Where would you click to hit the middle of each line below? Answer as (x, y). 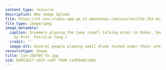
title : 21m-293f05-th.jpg (32, 55)
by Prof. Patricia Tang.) (41, 37)
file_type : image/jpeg (28, 23)
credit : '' (21, 42)
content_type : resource (30, 10)
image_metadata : (22, 28)
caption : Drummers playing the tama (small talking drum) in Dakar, (82, 33)
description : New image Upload (37, 14)
